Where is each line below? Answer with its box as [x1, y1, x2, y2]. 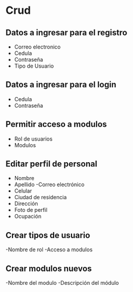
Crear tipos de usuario [5, 230, 91, 240]
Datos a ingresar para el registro [5, 28, 128, 38]
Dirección [14, 200, 38, 207]
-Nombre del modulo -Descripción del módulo [5, 279, 119, 287]
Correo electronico [14, 43, 61, 50]
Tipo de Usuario [14, 62, 54, 69]
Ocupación [14, 213, 42, 220]
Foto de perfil [14, 206, 48, 214]
